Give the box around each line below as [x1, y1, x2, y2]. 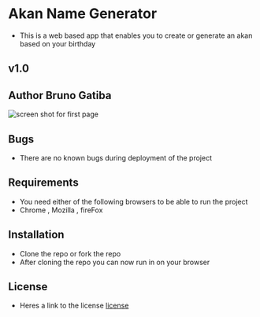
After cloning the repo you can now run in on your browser [19, 257, 210, 267]
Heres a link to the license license [19, 300, 129, 311]
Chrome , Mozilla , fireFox [19, 205, 103, 215]
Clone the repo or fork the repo [19, 249, 121, 258]
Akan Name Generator [8, 5, 158, 23]
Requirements [8, 176, 79, 190]
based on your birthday [19, 39, 96, 48]
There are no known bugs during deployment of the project [19, 153, 213, 162]
